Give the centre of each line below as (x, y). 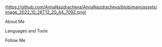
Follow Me (15, 40)
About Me (15, 22)
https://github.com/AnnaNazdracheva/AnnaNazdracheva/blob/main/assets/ (82, 7)
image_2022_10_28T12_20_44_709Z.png (45, 12)
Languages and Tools (27, 31)
